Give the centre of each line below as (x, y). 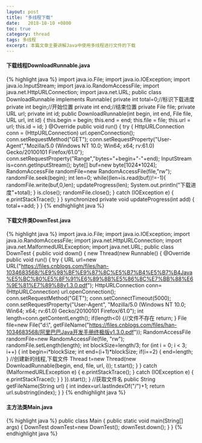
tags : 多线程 (21, 40)
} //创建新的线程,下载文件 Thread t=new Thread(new (71, 359)
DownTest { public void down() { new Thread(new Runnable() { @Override (98, 253)
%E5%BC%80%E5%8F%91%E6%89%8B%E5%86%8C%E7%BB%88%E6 (100, 279)
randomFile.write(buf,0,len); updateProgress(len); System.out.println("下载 (99, 185)
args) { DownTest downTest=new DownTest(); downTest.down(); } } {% (94, 427)
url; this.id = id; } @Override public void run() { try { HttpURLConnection (96, 127)
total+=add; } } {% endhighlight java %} (55, 206)
